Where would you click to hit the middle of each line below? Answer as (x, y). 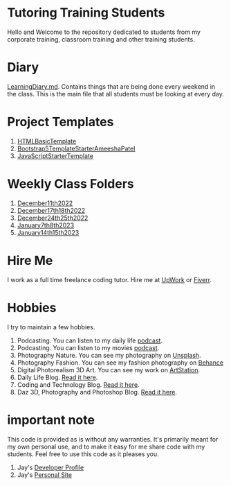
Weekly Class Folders (71, 184)
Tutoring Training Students (86, 13)
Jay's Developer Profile (50, 467)
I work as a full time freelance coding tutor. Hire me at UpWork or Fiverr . (110, 279)
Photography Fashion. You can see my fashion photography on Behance (120, 363)
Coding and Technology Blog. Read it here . (78, 384)
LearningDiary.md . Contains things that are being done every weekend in (111, 86)
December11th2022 (45, 203)
